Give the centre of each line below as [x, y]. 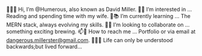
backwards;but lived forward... [44, 46]
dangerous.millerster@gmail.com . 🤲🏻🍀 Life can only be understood [90, 40]
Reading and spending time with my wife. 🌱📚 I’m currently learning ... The [99, 16]
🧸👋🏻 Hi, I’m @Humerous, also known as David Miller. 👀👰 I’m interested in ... [99, 9]
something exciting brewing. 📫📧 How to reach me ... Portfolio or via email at [101, 31]
